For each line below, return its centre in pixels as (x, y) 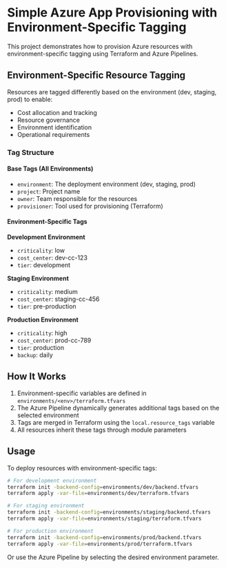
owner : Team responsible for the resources (77, 198)
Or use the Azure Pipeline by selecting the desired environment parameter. (113, 557)
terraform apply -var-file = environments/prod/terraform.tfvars (100, 544)
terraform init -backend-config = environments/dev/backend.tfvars (103, 487)
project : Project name (49, 191)
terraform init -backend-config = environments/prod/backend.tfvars (104, 537)
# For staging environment (46, 506)
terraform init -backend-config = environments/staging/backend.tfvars (109, 512)
